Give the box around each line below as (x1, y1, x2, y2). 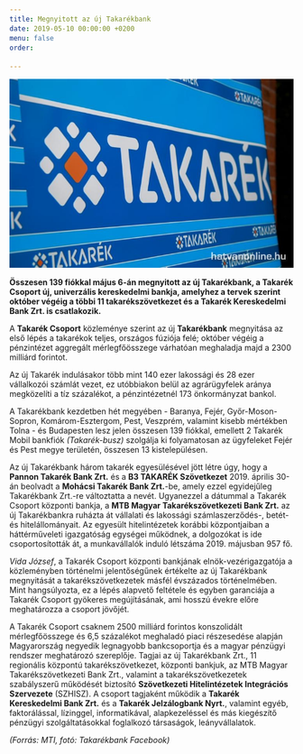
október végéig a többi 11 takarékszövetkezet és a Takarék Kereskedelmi (9, 296, 287, 307)
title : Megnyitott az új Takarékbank (9, 14, 151, 23)
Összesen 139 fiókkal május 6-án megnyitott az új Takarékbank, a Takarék (9, 277, 294, 288)
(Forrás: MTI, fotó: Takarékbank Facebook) (9, 735, 170, 746)
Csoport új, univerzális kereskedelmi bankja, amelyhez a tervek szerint (9, 287, 281, 298)
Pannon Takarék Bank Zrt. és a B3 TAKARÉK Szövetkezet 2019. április (9, 472, 275, 483)
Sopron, (9, 416, 39, 427)
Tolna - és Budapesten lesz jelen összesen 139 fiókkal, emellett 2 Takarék (9, 425, 283, 437)
